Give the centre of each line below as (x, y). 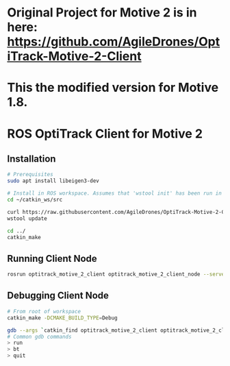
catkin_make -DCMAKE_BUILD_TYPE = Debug (62, 318)
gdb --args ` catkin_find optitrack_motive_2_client (82, 330)
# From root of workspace (44, 311)
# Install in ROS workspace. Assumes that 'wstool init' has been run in (115, 193)
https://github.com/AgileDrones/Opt (114, 42)
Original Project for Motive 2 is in (102, 13)
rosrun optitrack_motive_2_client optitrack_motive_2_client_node (104, 274)
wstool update (27, 218)
